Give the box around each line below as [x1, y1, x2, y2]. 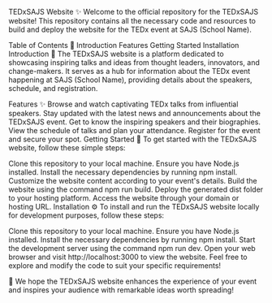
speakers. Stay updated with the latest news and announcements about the [8, 109, 261, 118]
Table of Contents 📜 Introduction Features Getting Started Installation [8, 41, 240, 50]
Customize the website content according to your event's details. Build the [8, 176, 257, 185]
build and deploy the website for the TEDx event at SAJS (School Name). [8, 24, 252, 34]
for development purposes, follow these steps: [8, 210, 165, 220]
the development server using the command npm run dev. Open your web [8, 244, 256, 253]
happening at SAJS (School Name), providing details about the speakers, [8, 75, 253, 84]
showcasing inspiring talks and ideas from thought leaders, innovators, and [8, 58, 260, 67]
